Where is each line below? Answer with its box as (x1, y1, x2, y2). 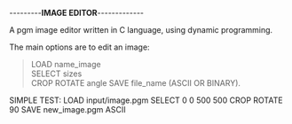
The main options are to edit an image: (9, 42, 150, 52)
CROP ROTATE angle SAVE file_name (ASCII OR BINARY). (30, 78, 241, 88)
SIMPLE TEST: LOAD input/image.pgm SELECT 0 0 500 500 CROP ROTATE (9, 95, 283, 105)
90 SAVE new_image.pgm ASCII (9, 105, 126, 114)
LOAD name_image (30, 59, 101, 69)
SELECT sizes (30, 68, 83, 79)
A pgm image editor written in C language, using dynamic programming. (9, 25, 273, 35)
